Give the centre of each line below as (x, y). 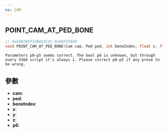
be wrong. (15, 64)
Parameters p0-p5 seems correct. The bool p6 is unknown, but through (80, 56)
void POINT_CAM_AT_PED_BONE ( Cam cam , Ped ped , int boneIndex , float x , (81, 46)
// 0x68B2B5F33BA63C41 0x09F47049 (41, 42)
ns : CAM (13, 10)
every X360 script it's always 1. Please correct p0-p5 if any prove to (82, 60)
